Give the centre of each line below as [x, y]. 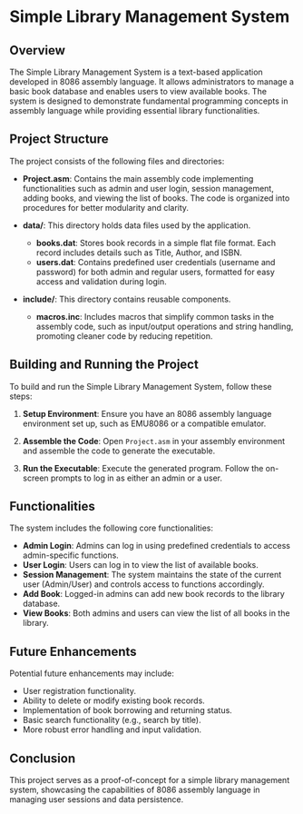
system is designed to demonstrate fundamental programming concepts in [149, 101]
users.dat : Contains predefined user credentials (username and [156, 262]
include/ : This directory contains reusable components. [127, 299]
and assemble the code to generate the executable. [119, 451]
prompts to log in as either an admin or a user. [137, 478]
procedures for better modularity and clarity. [105, 207]
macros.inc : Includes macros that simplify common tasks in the [155, 316]
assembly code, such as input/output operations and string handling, [165, 326]
